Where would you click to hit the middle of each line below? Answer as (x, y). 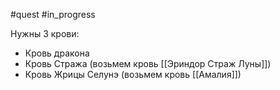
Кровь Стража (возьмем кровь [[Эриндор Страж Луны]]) (148, 63)
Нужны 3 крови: (45, 33)
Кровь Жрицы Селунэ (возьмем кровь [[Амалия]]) (133, 74)
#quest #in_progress (53, 14)
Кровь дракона (57, 53)
